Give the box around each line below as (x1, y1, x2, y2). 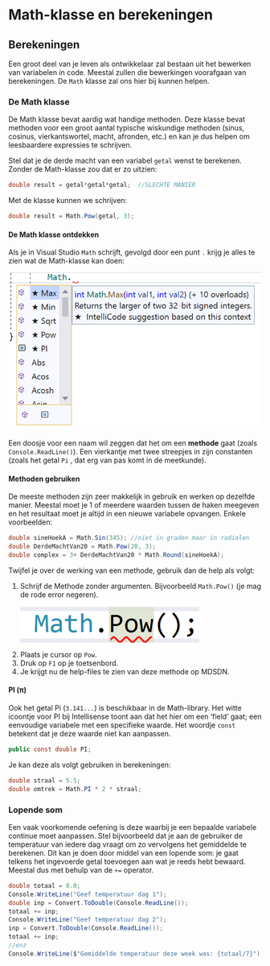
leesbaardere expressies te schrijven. (8, 140, 133, 150)
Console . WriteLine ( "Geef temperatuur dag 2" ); (8, 916, 167, 924)
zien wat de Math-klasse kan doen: (8, 256, 125, 266)
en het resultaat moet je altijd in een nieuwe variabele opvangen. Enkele (8, 509, 247, 519)
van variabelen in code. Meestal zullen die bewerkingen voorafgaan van (8, 68, 247, 77)
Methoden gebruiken (8, 474, 80, 483)
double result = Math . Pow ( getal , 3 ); (8, 212, 135, 221)
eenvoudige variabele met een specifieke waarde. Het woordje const (8, 719, 235, 730)
